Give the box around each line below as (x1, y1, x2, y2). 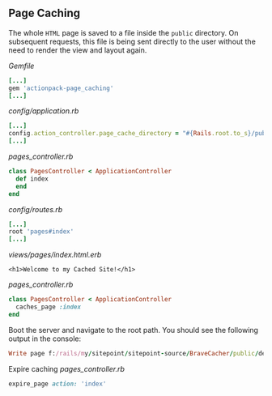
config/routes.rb (8, 204, 63, 214)
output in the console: (8, 334, 82, 343)
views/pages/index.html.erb (8, 250, 102, 260)
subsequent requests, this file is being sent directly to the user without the (8, 36, 257, 46)
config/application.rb (8, 106, 79, 116)
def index (15, 174, 49, 183)
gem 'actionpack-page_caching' (8, 84, 114, 92)
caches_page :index (15, 303, 82, 311)
